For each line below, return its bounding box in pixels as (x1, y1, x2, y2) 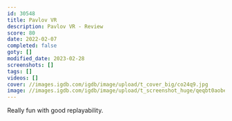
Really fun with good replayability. (7, 106, 104, 115)
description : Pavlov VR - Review (7, 23, 104, 30)
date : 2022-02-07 (7, 36, 57, 43)
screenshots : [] (7, 62, 54, 68)
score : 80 (7, 29, 36, 37)
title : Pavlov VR (7, 17, 57, 24)
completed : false (7, 42, 57, 49)
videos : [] (7, 74, 39, 82)
